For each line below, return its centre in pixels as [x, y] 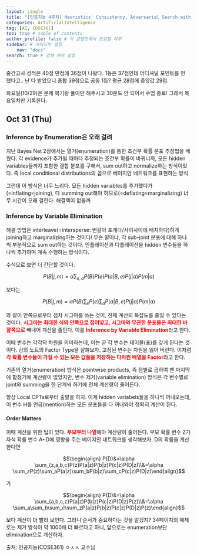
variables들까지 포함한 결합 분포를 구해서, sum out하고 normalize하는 [87, 166]
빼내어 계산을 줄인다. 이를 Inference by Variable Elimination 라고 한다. [108, 330]
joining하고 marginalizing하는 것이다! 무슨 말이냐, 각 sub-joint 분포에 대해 [91, 237]
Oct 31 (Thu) [29, 120]
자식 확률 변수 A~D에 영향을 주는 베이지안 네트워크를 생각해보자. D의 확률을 [92, 440]
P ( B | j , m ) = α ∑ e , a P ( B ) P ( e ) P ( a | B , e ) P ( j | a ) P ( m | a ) [99, 277]
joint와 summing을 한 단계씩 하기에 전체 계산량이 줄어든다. [73, 385]
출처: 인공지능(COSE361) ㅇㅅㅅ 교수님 [51, 547]
